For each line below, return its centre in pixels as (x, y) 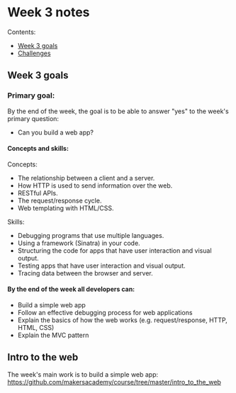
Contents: (22, 32)
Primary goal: (31, 96)
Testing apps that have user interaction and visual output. (101, 266)
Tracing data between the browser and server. (85, 273)
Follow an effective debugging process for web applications (105, 313)
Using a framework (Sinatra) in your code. (79, 243)
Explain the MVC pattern (53, 335)
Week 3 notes (49, 12)
